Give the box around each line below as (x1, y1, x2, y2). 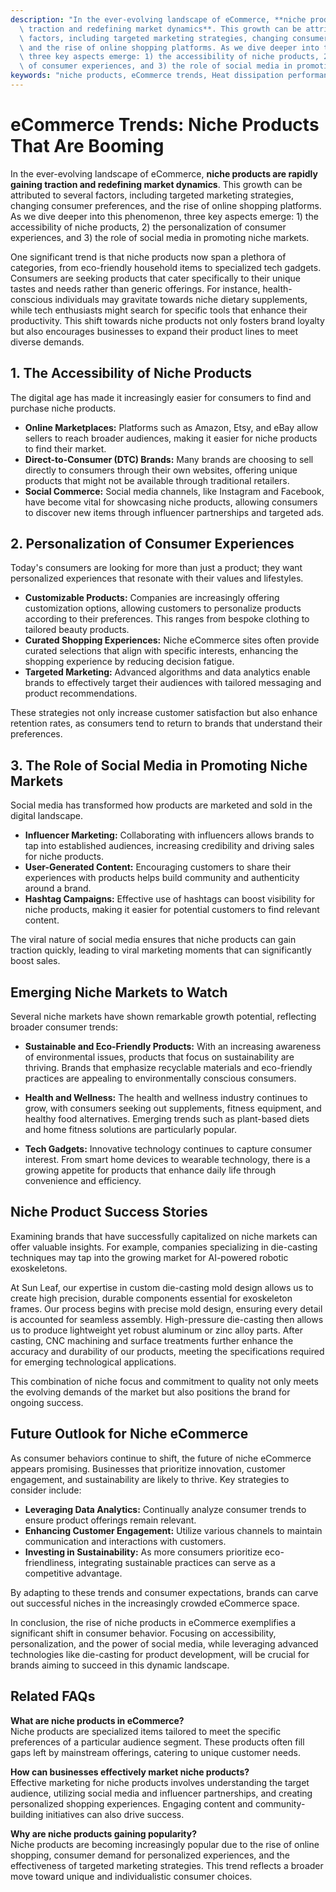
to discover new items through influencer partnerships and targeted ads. (24, 506, 325, 518)
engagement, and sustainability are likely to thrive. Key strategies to (10, 1473, 290, 1485)
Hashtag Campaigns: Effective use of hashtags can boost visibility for (24, 893, 316, 905)
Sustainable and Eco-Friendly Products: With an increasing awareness (24, 1041, 322, 1053)
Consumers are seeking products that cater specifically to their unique (10, 272, 301, 284)
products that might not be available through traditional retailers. (24, 474, 290, 486)
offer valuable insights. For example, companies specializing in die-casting (10, 1241, 318, 1253)
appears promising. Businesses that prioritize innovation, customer (10, 1462, 286, 1475)
